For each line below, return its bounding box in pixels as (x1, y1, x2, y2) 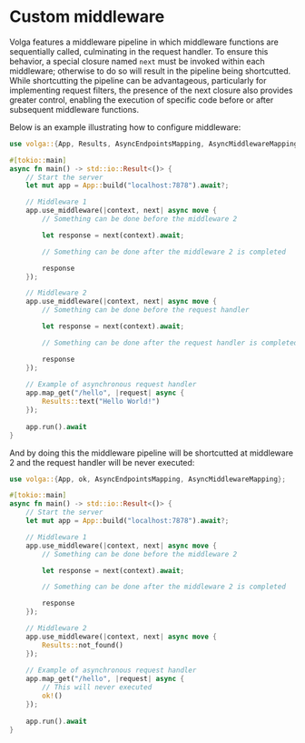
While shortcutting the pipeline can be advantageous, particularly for (9, 75, 267, 85)
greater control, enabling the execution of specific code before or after (9, 94, 274, 105)
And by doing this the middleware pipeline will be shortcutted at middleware (9, 447, 293, 458)
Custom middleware (9, 6, 165, 27)
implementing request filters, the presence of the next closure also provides (9, 85, 293, 95)
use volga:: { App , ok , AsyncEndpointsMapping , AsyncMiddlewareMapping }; (9, 475, 286, 484)
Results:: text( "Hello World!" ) (42, 397, 161, 407)
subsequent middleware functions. (9, 104, 139, 115)
